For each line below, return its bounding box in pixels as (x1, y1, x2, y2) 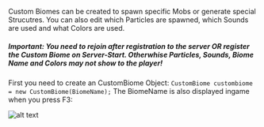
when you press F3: (8, 95, 73, 104)
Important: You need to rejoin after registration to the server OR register (8, 41, 250, 50)
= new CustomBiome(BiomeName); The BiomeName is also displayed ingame (8, 86, 250, 95)
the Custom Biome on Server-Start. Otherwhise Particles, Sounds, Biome (8, 50, 254, 59)
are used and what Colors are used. (8, 24, 125, 32)
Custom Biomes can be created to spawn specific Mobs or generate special (8, 7, 256, 16)
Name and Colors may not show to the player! (8, 58, 163, 68)
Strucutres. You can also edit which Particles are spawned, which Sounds (8, 15, 249, 24)
